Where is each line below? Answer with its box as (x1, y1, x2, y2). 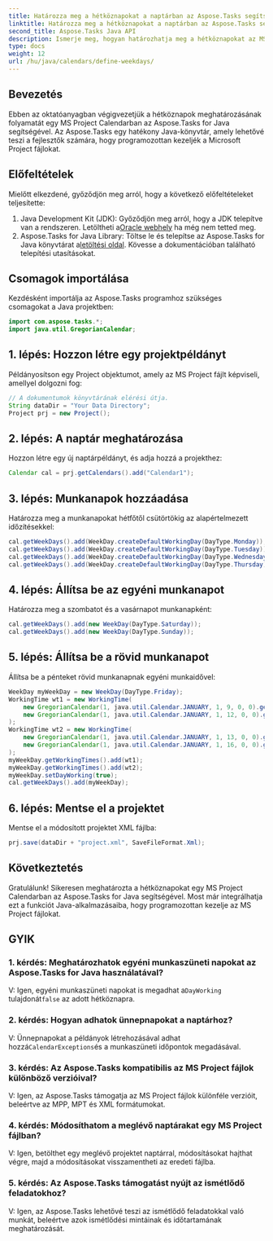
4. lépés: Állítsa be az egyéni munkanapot (8, 583, 225, 596)
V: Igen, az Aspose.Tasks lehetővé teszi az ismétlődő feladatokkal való (8, 1206, 245, 1216)
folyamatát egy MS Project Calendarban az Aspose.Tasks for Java (8, 117, 230, 127)
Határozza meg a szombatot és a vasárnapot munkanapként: (8, 605, 213, 614)
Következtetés (8, 861, 84, 875)
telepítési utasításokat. (19, 248, 96, 257)
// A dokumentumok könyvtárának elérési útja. (8, 394, 169, 402)
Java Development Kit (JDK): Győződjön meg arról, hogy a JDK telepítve (19, 213, 263, 223)
